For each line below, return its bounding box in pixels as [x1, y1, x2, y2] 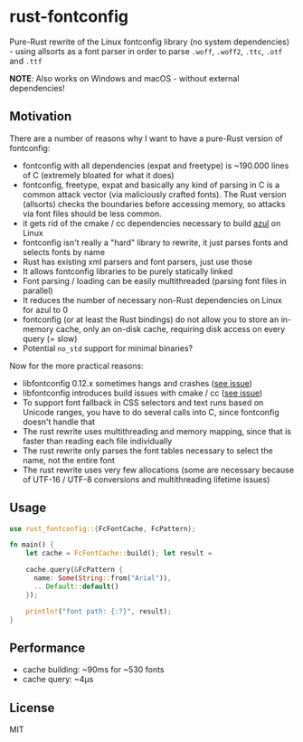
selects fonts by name [22, 246, 106, 257]
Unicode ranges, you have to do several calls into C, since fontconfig [22, 406, 280, 417]
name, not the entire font [22, 454, 116, 465]
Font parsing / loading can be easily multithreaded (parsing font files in [22, 275, 287, 286]
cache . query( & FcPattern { [25, 566, 124, 575]
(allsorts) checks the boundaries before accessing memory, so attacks [22, 198, 286, 209]
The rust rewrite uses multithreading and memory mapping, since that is [22, 425, 292, 436]
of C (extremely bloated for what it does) [22, 169, 175, 180]
